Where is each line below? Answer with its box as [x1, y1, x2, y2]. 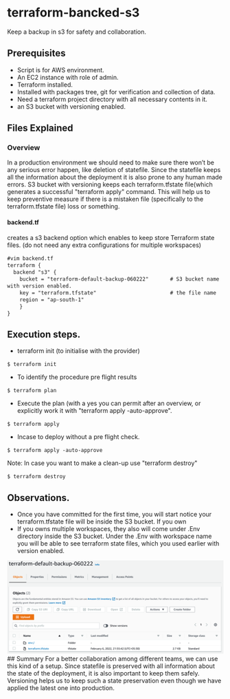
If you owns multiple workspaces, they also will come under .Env [16, 525, 200, 533]
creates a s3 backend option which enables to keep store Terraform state [7, 233, 215, 241]
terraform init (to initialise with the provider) [16, 347, 141, 355]
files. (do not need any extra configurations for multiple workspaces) [7, 241, 201, 249]
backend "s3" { [13, 268, 57, 276]
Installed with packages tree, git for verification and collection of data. [16, 87, 216, 96]
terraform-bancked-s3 [7, 5, 140, 21]
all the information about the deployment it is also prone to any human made [7, 173, 223, 182]
